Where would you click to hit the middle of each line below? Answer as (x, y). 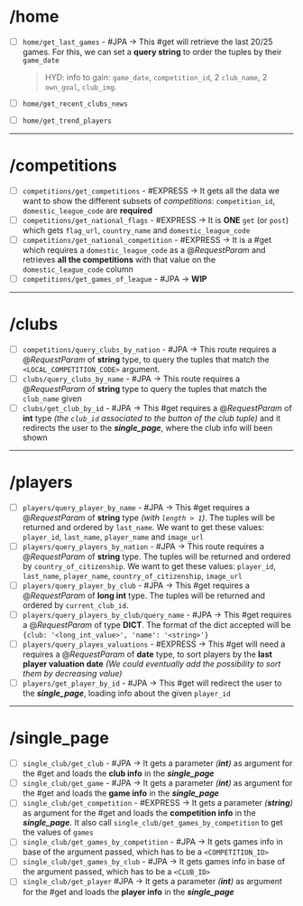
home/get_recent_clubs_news (75, 104)
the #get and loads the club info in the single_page (118, 773)
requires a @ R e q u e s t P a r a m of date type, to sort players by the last (147, 654)
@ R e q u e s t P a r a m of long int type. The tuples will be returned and (144, 596)
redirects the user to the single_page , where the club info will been (147, 427)
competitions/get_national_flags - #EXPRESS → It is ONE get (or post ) (156, 219)
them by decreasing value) (72, 674)
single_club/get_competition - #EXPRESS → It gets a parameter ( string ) (157, 803)
